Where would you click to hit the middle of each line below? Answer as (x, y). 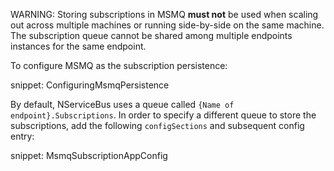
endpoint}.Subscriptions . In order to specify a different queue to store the (163, 115)
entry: (22, 136)
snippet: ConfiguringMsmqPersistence (90, 85)
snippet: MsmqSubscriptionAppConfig (89, 155)
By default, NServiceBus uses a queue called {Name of (122, 104)
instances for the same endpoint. (78, 46)
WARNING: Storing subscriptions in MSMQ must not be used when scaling (164, 14)
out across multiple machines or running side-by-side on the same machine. (167, 25)
